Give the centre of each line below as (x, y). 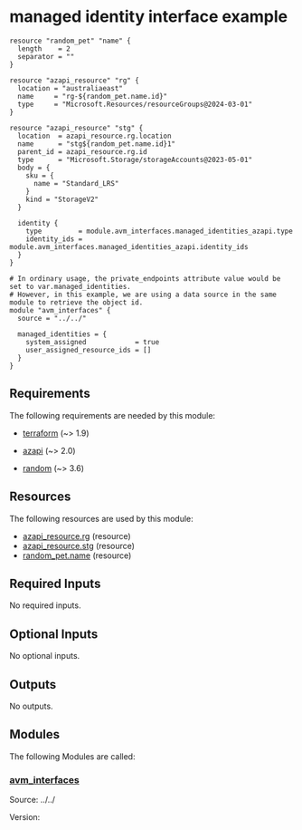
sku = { (40, 175)
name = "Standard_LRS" (76, 183)
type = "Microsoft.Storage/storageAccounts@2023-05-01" (135, 159)
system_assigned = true (93, 342)
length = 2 (44, 48)
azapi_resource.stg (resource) (79, 545)
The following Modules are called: (72, 756)
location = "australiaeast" (71, 88)
